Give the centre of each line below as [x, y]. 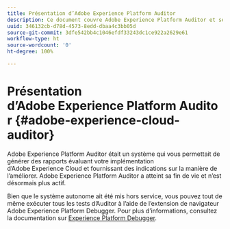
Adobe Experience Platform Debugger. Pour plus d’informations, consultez [112, 211]
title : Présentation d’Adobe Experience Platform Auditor [91, 13]
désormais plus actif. [37, 183]
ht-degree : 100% [30, 52]
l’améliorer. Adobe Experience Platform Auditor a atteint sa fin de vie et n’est [114, 176]
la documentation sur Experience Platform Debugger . [82, 218]
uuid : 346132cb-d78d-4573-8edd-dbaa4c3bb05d [72, 26]
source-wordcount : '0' [39, 45]
